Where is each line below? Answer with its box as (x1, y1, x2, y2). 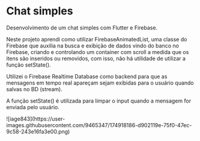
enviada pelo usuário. (6, 103, 60, 110)
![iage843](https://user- (6, 115, 65, 122)
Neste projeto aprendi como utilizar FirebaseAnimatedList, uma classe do (6, 35, 187, 43)
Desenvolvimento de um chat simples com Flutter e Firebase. (6, 24, 158, 31)
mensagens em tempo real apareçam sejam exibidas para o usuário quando (6, 79, 194, 86)
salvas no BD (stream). (6, 85, 63, 92)
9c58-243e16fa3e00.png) (6, 128, 70, 135)
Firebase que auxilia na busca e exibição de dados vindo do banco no (6, 42, 179, 49)
